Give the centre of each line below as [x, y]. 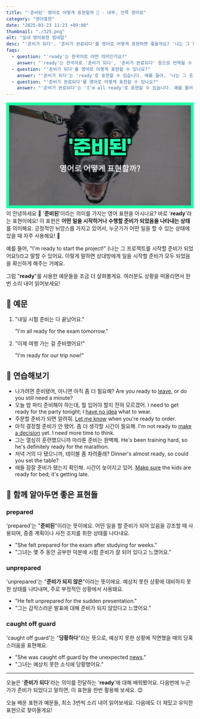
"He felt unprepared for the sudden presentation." [76, 601]
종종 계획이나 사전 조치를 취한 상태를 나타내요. [76, 533]
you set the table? [37, 461]
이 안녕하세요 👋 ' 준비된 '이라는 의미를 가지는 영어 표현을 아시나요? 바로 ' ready [96, 213]
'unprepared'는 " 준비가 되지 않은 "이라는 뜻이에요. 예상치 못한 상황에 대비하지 [96, 582]
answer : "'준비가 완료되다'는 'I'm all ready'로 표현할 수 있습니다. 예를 [100, 88]
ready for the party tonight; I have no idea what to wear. [83, 412]
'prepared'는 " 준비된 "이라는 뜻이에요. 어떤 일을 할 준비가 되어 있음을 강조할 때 [97, 525]
